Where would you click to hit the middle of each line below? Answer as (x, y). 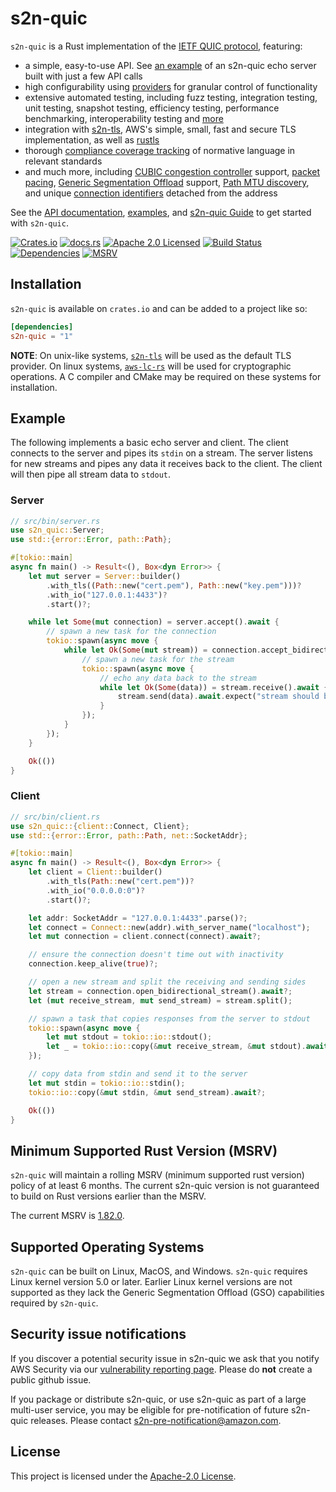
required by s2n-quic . (54, 1303)
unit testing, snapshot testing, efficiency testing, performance (152, 108)
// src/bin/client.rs (55, 817)
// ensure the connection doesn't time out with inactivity (156, 955)
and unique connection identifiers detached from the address (151, 193)
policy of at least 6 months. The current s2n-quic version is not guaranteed (165, 1186)
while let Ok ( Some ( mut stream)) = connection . (162, 650)
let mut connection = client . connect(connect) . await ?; (145, 937)
